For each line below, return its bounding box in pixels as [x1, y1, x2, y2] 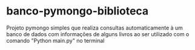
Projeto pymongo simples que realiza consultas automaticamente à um [6, 24, 183, 31]
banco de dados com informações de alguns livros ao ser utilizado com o [6, 30, 190, 37]
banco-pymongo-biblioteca [6, 4, 149, 18]
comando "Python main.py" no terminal [6, 37, 105, 44]
